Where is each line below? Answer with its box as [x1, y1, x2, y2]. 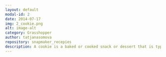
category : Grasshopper [5, 30, 52, 35]
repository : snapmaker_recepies [5, 40, 72, 45]
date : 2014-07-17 [5, 16, 41, 21]
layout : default [5, 7, 39, 12]
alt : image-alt [5, 26, 37, 31]
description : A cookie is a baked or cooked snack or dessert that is [5, 44, 154, 49]
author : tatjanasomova [5, 35, 52, 40]
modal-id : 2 [5, 12, 30, 17]
